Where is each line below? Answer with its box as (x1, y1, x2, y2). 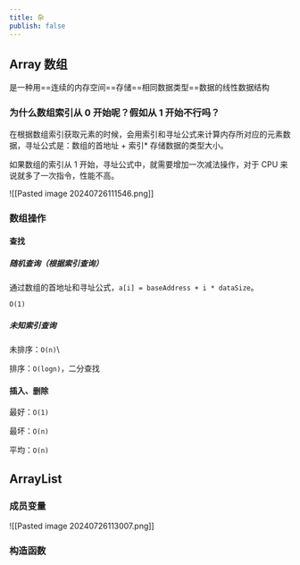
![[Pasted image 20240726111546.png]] (9, 188, 154, 198)
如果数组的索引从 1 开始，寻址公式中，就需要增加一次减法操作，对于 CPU (9, 158, 279, 170)
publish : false (9, 21, 66, 30)
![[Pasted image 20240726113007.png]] (9, 520, 154, 531)
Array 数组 (9, 56, 69, 72)
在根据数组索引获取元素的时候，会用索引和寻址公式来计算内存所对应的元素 (9, 129, 283, 139)
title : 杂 (9, 13, 45, 22)
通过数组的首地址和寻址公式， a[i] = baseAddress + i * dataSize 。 (9, 282, 259, 293)
